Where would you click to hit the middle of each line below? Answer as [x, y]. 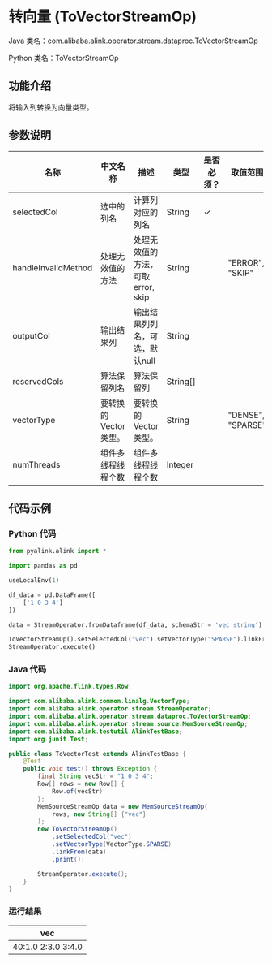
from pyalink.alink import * [57, 551]
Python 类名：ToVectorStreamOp [64, 58]
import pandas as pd [43, 566]
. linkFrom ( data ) [79, 852]
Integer [180, 464]
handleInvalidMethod [53, 267]
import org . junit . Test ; [49, 739]
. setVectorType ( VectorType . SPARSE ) [112, 844]
